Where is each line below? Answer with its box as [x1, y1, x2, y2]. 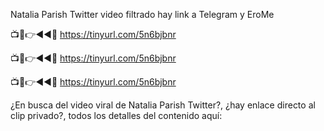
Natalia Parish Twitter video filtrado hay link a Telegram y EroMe [10, 9, 275, 20]
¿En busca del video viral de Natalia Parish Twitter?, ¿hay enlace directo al [10, 99, 316, 111]
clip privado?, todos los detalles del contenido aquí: [10, 110, 223, 121]
